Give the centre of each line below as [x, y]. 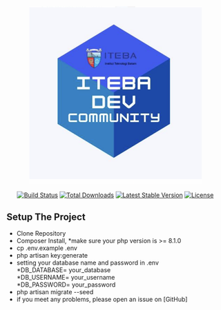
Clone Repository [41, 234]
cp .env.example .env [47, 248]
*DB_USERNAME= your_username [66, 278]
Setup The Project [46, 217]
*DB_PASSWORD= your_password [66, 285]
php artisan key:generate [52, 256]
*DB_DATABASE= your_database [64, 270]
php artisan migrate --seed [55, 292]
